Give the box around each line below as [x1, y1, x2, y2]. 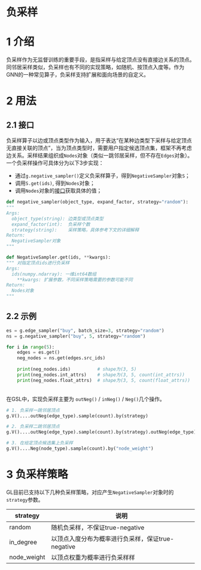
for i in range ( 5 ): [6, 344, 55, 350]
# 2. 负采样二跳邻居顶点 [6, 423, 60, 430]
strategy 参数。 [6, 496, 44, 503]
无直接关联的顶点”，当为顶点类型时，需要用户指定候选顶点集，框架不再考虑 [6, 144, 193, 151]
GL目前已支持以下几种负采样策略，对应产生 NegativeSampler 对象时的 [6, 489, 174, 496]
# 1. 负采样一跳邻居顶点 [6, 407, 60, 413]
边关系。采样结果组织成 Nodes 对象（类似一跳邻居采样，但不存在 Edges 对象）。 [6, 152, 193, 159]
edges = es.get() [17, 350, 60, 356]
